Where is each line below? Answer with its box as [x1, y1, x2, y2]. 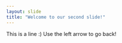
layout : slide [6, 8, 42, 15]
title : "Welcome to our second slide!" [6, 14, 106, 20]
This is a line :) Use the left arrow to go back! [6, 30, 117, 37]
